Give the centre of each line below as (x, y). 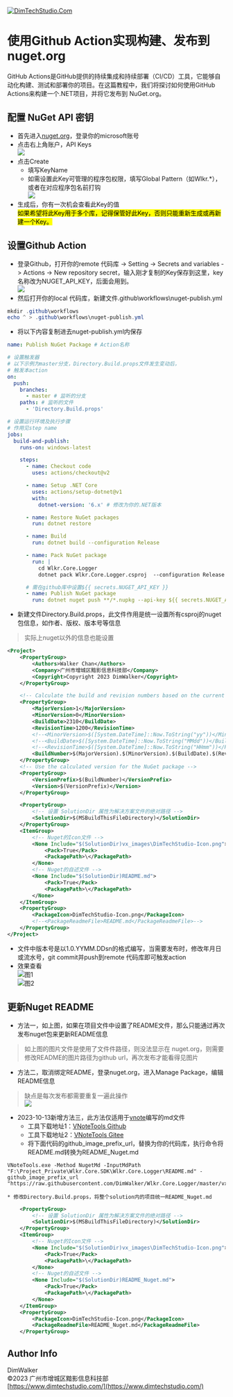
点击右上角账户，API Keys (54, 144)
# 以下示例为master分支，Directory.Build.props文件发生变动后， (94, 364)
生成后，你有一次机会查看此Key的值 (68, 204)
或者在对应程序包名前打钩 (64, 187)
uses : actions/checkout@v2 (71, 473)
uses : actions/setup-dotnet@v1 (77, 492)
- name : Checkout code (58, 466)
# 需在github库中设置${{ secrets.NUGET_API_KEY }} (97, 587)
